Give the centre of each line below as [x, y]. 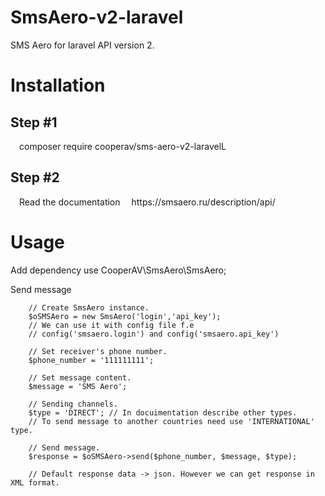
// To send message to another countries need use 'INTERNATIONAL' [171, 421]
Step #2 [35, 177]
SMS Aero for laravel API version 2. [82, 45]
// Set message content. [80, 377]
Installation [58, 85]
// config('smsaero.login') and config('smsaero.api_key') [154, 334]
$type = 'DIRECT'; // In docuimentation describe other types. [163, 412]
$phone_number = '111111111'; [91, 360]
